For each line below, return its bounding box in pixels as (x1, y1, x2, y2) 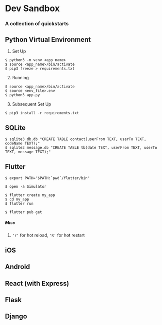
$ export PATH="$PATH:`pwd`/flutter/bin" (5, 176, 90, 181)
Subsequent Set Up (12, 101, 51, 107)
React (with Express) (5, 279, 69, 288)
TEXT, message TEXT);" (5, 149, 51, 154)
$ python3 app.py (5, 92, 40, 97)
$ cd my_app (5, 197, 29, 202)
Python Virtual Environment (5, 35, 91, 44)
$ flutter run (5, 201, 34, 206)
